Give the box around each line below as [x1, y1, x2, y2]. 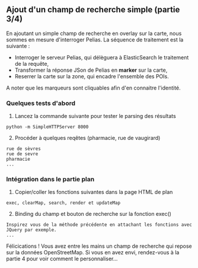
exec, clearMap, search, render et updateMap [6, 200, 120, 206]
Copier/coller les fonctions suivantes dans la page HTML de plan [14, 189, 173, 196]
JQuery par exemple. [6, 227, 58, 233]
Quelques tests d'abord [6, 99, 76, 107]
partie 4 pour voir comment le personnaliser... [6, 255, 118, 263]
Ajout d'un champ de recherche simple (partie [6, 5, 180, 15]
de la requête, [14, 60, 49, 67]
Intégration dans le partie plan [6, 175, 95, 183]
